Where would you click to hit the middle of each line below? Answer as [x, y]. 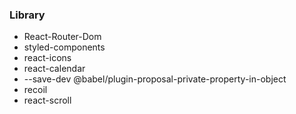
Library [27, 15]
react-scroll [47, 100]
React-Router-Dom [62, 37]
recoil [35, 90]
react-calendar [54, 69]
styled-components [64, 47]
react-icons [47, 58]
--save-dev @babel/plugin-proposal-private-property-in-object [155, 79]
